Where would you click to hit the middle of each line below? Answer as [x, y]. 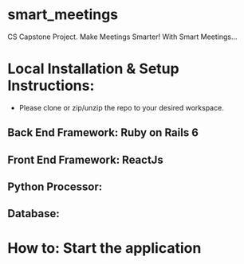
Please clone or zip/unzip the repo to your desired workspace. [121, 107]
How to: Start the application [104, 248]
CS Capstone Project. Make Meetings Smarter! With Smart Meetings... [122, 37]
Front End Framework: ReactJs [86, 159]
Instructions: [51, 86]
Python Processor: [55, 187]
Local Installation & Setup [94, 69]
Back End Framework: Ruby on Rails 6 [103, 133]
